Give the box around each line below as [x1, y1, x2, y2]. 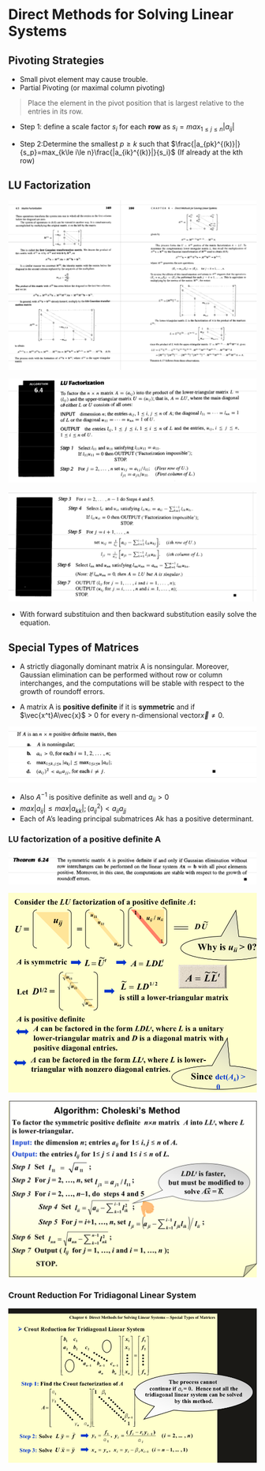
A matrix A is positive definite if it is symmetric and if [19, 702, 196, 711]
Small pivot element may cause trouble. [19, 75, 148, 84]
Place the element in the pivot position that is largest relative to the [27, 99, 244, 107]
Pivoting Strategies [8, 54, 105, 67]
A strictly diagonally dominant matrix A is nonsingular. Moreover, [19, 661, 230, 671]
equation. [19, 618, 51, 628]
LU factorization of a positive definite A [8, 834, 162, 845]
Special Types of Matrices [8, 640, 140, 654]
